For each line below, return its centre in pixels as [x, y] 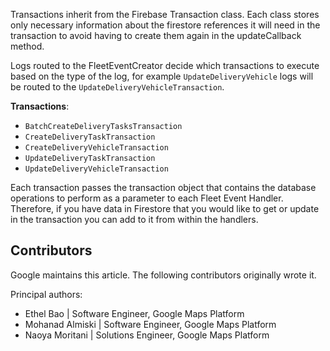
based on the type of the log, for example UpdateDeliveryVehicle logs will [162, 76]
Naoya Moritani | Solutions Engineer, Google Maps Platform [147, 335]
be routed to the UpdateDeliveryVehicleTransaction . [117, 87]
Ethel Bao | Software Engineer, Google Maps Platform [134, 313]
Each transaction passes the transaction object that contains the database [163, 187]
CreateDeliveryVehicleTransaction [96, 148]
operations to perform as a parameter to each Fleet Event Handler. [147, 198]
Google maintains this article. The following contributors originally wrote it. [163, 275]
